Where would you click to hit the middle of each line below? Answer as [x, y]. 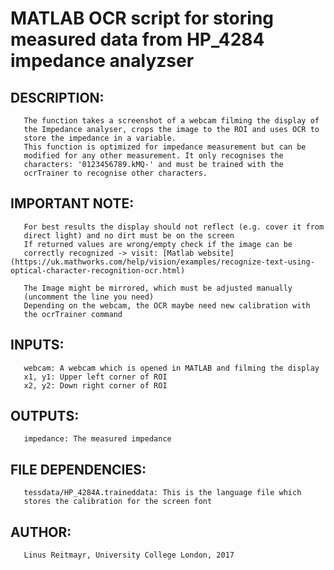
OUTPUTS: [45, 416]
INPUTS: [37, 345]
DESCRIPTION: [57, 97]
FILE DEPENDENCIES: [78, 469]
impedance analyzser [102, 61]
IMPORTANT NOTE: [72, 203]
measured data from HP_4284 [137, 39]
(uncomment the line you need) [89, 297]
